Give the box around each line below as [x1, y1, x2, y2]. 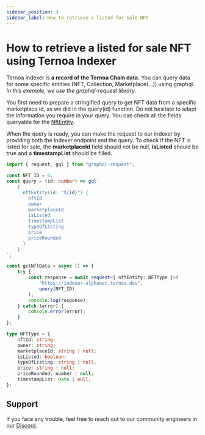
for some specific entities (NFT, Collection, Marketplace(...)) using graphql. [6, 81, 195, 88]
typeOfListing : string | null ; [17, 359, 97, 365]
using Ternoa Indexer [6, 54, 117, 68]
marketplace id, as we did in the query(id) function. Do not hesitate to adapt [6, 105, 197, 113]
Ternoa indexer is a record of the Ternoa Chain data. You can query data [6, 74, 190, 81]
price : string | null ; [17, 365, 75, 371]
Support [6, 399, 38, 409]
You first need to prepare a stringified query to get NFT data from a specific [6, 99, 196, 106]
